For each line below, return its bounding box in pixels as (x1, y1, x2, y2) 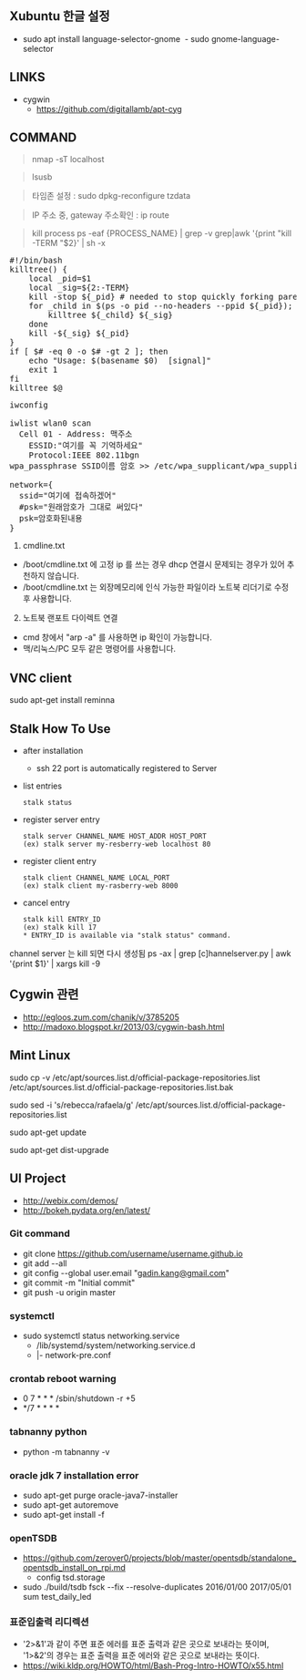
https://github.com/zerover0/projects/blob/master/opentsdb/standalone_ (22, 1552, 297, 1563)
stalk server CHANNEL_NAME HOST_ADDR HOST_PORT (22, 832, 207, 841)
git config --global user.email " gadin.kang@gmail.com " (22, 1267, 230, 1278)
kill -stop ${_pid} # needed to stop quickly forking (28, 292, 274, 303)
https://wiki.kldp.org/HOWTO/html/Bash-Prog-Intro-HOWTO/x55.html (22, 1660, 284, 1671)
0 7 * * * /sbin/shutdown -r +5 (22, 1393, 136, 1404)
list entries (22, 780, 62, 791)
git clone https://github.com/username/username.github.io (22, 1248, 243, 1259)
